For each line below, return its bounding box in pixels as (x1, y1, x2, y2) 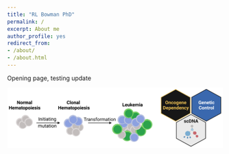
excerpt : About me (7, 25, 60, 32)
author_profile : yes (7, 33, 67, 40)
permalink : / (7, 18, 45, 25)
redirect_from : (7, 40, 51, 47)
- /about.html (7, 55, 48, 62)
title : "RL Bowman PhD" (7, 11, 75, 18)
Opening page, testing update (7, 74, 91, 82)
